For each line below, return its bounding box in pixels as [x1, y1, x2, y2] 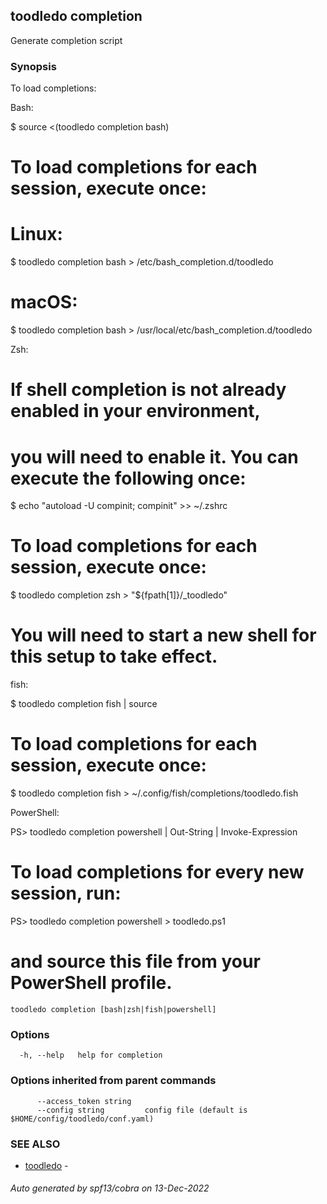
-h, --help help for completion [19, 1050, 163, 1061]
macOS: [10, 291, 78, 314]
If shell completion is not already [10, 379, 287, 401]
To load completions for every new [10, 861, 305, 884]
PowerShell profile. [10, 972, 173, 994]
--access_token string [36, 1096, 132, 1106]
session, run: [10, 882, 122, 905]
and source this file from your [10, 950, 261, 973]
